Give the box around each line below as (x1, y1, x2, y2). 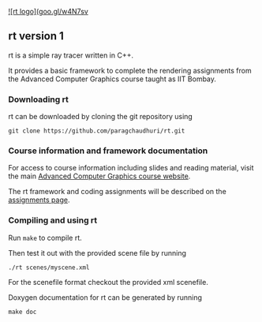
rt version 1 (8, 29, 65, 43)
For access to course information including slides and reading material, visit (8, 163, 254, 173)
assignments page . (8, 195, 70, 204)
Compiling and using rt (8, 215, 98, 226)
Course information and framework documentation (8, 145, 208, 156)
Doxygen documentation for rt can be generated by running (8, 292, 203, 302)
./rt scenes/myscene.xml (8, 264, 90, 271)
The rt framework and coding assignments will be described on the (8, 187, 226, 197)
